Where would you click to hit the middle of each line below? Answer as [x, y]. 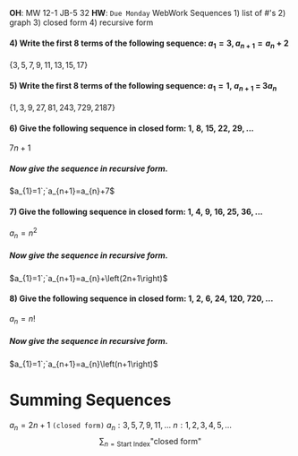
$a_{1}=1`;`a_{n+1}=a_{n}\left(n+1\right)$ [84, 364]
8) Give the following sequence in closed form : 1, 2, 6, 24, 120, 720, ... [141, 298]
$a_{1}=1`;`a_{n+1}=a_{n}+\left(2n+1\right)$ [89, 278]
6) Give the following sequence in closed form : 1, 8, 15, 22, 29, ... [132, 128]
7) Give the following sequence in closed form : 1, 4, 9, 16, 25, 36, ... [136, 211]
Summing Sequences [90, 400]
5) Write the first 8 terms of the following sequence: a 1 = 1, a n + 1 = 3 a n [143, 86]
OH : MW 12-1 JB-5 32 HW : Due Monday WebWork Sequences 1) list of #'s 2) [148, 13]
